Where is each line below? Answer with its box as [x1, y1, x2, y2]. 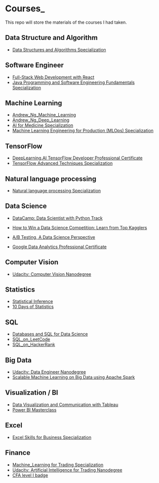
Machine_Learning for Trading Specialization [12, 462, 104, 468]
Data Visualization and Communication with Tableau [12, 402, 119, 408]
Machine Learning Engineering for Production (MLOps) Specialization [12, 128, 154, 134]
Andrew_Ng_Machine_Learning [12, 112, 77, 118]
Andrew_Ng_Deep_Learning [12, 117, 70, 123]
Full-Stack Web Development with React [12, 74, 95, 80]
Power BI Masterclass [12, 407, 57, 412]
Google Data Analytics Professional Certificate [12, 244, 107, 250]
